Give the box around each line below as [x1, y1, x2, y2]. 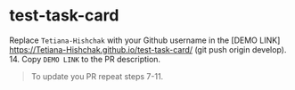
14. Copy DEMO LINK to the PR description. [9, 53, 161, 64]
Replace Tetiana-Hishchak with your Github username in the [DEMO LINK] [9, 35, 281, 45]
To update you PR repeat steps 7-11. [30, 70, 164, 81]
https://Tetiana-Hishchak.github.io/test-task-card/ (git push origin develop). [9, 44, 287, 54]
